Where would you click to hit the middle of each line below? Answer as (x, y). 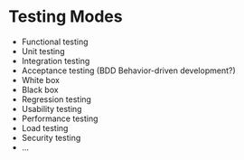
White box (41, 80)
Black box (40, 89)
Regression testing (56, 99)
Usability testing (52, 108)
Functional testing (55, 42)
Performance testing (60, 118)
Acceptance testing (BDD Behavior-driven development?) (128, 71)
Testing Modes (66, 17)
